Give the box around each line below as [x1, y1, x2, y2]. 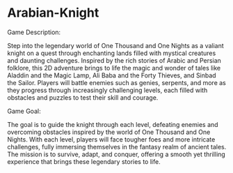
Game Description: [7, 28, 61, 36]
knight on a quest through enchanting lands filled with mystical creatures [7, 49, 216, 57]
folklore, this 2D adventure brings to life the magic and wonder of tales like [7, 63, 221, 72]
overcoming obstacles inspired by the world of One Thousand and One [7, 128, 211, 136]
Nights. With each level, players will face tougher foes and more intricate [7, 135, 216, 144]
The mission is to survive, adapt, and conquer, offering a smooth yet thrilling [7, 150, 226, 158]
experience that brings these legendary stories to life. [7, 157, 161, 165]
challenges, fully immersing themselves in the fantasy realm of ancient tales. [7, 142, 227, 151]
